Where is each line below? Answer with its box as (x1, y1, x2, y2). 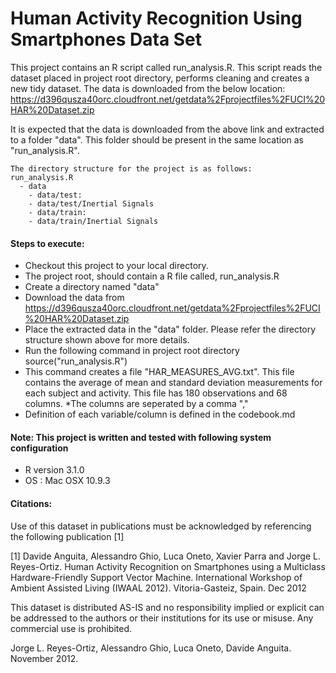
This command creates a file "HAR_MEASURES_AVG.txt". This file (24, 366, 295, 378)
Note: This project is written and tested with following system (10, 431, 272, 443)
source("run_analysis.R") (24, 355, 128, 367)
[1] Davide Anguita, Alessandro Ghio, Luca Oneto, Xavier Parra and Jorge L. (10, 550, 321, 562)
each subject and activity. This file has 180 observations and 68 (24, 387, 288, 399)
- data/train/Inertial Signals (28, 216, 159, 226)
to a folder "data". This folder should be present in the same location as (10, 133, 305, 146)
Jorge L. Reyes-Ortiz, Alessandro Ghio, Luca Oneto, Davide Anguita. (10, 642, 292, 654)
